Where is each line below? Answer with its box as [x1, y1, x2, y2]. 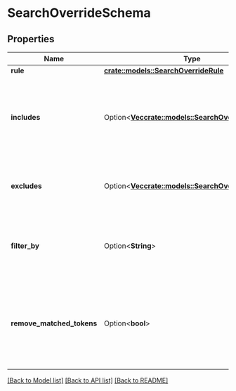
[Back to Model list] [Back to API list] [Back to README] [7, 376, 169, 385]
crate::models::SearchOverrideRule [104, 66, 224, 75]
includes [11, 113, 41, 122]
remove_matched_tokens [11, 318, 98, 328]
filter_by [11, 241, 40, 251]
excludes [11, 181, 42, 191]
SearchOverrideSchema [7, 5, 151, 21]
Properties [7, 33, 55, 45]
